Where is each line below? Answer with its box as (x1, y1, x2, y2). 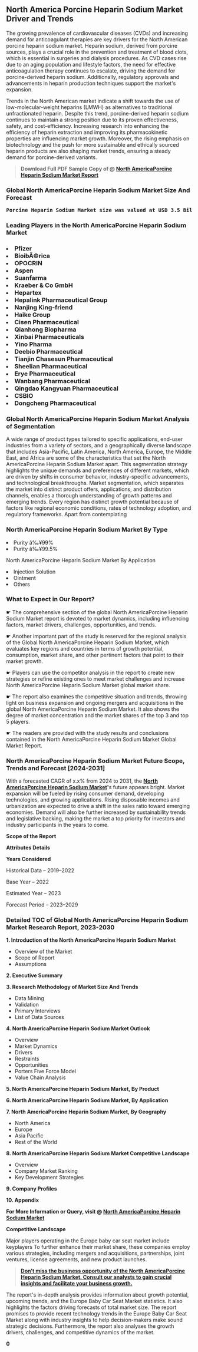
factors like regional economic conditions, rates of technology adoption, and (6, 504, 192, 512)
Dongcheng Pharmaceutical (14, 399, 96, 407)
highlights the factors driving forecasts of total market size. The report (6, 1304, 177, 1311)
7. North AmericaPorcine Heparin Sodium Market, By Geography (6, 1108, 167, 1116)
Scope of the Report (6, 833, 57, 840)
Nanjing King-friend (14, 303, 73, 311)
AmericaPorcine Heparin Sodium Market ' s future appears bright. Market (6, 784, 185, 791)
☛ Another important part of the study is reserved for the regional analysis (6, 632, 187, 639)
